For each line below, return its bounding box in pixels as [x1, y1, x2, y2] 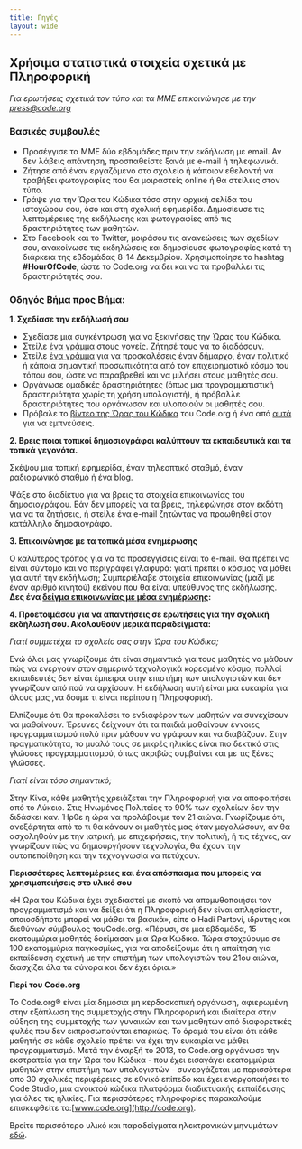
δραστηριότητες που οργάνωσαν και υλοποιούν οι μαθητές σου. [22, 398, 266, 409]
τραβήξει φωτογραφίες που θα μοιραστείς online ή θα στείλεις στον [22, 174, 280, 185]
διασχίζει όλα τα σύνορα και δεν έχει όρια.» [9, 961, 177, 972]
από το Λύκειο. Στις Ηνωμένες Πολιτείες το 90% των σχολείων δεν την [9, 801, 279, 813]
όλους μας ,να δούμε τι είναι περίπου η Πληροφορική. [9, 692, 214, 703]
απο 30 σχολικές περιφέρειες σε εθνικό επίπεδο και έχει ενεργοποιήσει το [9, 1073, 290, 1084]
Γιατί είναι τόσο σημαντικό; [9, 774, 113, 786]
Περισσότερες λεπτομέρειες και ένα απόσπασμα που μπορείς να [9, 867, 261, 878]
